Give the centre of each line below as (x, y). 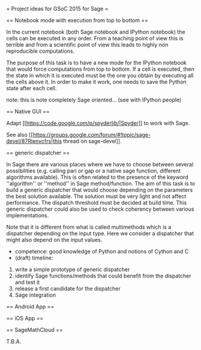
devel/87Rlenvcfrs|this (34, 141)
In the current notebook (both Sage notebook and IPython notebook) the (96, 32)
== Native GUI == (28, 111)
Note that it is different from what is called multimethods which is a (89, 227)
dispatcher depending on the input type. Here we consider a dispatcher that (100, 233)
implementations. (28, 215)
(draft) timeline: (34, 258)
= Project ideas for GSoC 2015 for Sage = (57, 9)
